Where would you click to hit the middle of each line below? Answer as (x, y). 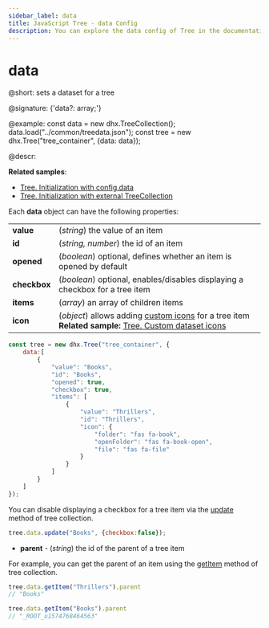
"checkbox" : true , (82, 389)
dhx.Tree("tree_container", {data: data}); (75, 141)
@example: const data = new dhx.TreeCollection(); (92, 124)
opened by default (93, 267)
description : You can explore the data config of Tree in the (114, 31)
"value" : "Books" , (82, 367)
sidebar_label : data (43, 16)
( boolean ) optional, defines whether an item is (145, 256)
